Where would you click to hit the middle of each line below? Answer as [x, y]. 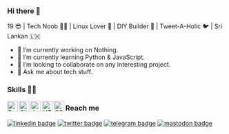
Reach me [82, 108]
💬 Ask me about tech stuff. [55, 72]
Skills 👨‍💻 [22, 90]
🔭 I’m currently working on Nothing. [68, 50]
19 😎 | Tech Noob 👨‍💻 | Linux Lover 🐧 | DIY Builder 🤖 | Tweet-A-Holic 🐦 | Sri [115, 26]
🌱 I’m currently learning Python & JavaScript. [81, 57]
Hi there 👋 [24, 11]
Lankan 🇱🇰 [24, 36]
